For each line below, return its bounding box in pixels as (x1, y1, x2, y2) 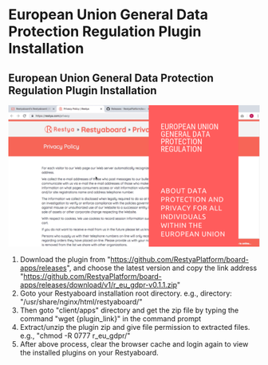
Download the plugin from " (19, 254, 111, 264)
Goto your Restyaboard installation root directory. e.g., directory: (19, 288, 233, 298)
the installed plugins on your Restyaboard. (19, 347, 160, 357)
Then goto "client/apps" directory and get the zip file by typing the (19, 305, 239, 315)
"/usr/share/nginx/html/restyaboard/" (19, 296, 143, 306)
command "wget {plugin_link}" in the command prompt (19, 313, 202, 324)
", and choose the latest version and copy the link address (66, 263, 258, 273)
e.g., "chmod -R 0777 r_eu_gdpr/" (19, 331, 131, 340)
